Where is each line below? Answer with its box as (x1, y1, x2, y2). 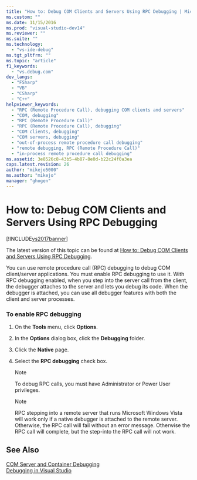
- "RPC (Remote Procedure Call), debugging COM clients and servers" (11, 107, 185, 113)
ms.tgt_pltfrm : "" (6, 52, 51, 58)
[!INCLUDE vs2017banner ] (6, 235, 69, 242)
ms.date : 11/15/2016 (6, 19, 57, 25)
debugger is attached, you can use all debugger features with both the (6, 289, 177, 296)
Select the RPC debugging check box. (14, 357, 107, 364)
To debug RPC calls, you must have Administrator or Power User (14, 380, 171, 387)
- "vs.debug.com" (11, 69, 54, 75)
